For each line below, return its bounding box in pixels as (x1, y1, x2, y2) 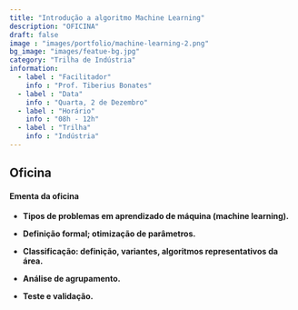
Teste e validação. (22, 291, 94, 302)
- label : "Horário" (17, 106, 95, 115)
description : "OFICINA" (9, 22, 100, 31)
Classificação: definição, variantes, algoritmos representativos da (22, 246, 279, 257)
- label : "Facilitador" (17, 73, 112, 82)
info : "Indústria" (25, 132, 100, 141)
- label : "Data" (17, 89, 84, 98)
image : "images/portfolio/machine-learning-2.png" (9, 38, 209, 48)
